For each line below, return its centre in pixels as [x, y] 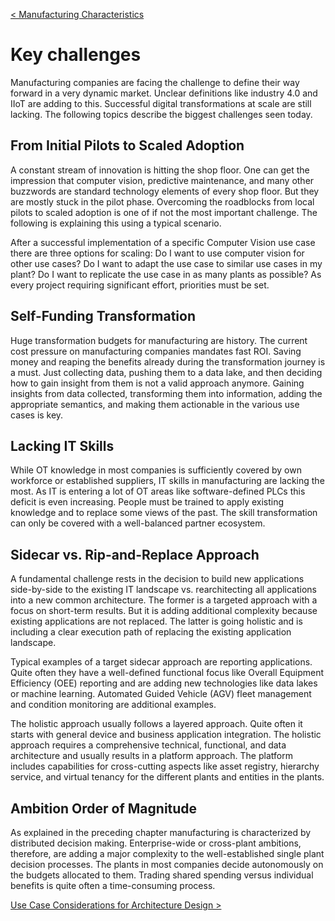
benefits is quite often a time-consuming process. [113, 885]
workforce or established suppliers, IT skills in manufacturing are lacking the [167, 481]
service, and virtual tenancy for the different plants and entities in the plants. [167, 777]
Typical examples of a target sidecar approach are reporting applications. [161, 662]
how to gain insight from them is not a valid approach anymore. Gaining [157, 383]
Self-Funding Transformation [103, 316]
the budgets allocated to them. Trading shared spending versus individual [162, 875]
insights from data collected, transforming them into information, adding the [166, 393]
